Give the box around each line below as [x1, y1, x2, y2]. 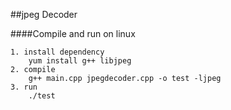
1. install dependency [10, 47, 105, 57]
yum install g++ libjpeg [28, 56, 132, 66]
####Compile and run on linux [10, 28, 136, 39]
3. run [10, 82, 38, 92]
